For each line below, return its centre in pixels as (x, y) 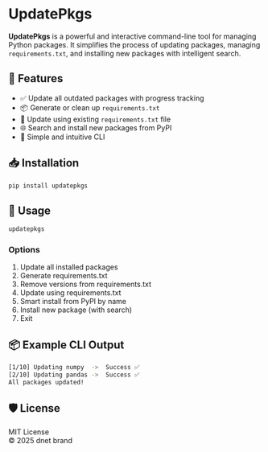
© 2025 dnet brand (40, 440)
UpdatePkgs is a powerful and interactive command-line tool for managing (132, 36)
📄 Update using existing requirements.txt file (95, 119)
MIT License (29, 432)
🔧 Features (36, 78)
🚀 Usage (29, 210)
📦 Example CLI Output (66, 345)
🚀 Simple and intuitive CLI (62, 137)
